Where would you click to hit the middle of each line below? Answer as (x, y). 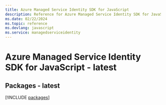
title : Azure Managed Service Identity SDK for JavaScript (67, 10)
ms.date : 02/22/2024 (26, 19)
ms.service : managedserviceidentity (43, 33)
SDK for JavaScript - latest (61, 68)
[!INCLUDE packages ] (27, 97)
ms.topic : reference (26, 23)
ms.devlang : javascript (30, 28)
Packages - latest (33, 86)
